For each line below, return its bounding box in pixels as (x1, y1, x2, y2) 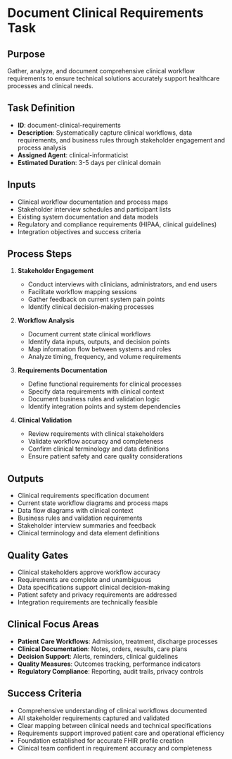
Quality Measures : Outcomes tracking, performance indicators (17, 660, 201, 668)
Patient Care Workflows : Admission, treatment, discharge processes (17, 637, 218, 645)
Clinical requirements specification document (17, 492, 150, 500)
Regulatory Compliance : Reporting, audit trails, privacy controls (17, 667, 204, 675)
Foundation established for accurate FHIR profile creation (17, 736, 184, 745)
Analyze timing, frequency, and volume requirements (27, 353, 181, 361)
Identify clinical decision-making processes (27, 303, 155, 311)
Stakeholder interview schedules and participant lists (17, 205, 172, 213)
